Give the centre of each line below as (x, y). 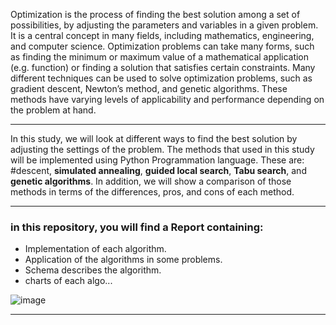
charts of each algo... (68, 281)
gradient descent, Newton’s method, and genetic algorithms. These (149, 88)
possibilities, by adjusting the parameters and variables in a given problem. (164, 25)
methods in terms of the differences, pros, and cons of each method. (152, 192)
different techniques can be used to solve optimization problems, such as (161, 78)
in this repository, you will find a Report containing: (137, 227)
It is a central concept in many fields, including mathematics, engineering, (162, 35)
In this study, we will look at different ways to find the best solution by (154, 138)
